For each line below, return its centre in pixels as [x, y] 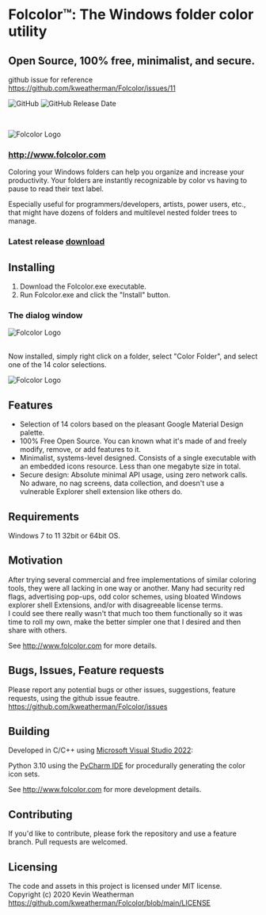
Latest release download [57, 242]
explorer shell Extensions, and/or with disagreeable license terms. [116, 605]
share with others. [38, 630]
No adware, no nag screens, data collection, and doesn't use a [122, 483]
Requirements [44, 517]
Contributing [40, 814]
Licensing [33, 867]
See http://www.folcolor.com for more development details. [105, 790]
